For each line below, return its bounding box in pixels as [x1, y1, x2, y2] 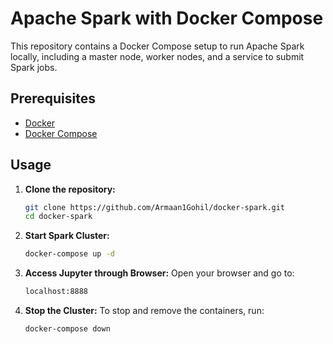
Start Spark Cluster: [24, 230, 110, 242]
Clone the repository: [24, 183, 116, 195]
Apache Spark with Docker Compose [10, 7, 324, 30]
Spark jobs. [10, 61, 58, 73]
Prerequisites [10, 90, 96, 107]
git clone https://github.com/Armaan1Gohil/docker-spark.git [24, 202, 286, 212]
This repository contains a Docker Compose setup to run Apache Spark [10, 40, 305, 52]
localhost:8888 [24, 287, 89, 297]
